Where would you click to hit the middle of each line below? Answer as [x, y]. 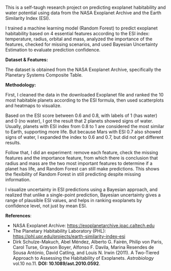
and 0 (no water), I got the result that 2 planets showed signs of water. [79, 121]
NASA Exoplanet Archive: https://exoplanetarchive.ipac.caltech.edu [83, 226]
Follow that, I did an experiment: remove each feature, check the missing [82, 152]
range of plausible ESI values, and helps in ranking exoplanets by [74, 200]
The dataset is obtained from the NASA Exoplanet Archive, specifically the [83, 69]
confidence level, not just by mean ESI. [46, 206]
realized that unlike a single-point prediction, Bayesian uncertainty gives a [83, 195]
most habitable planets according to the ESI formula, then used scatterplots [85, 100]
